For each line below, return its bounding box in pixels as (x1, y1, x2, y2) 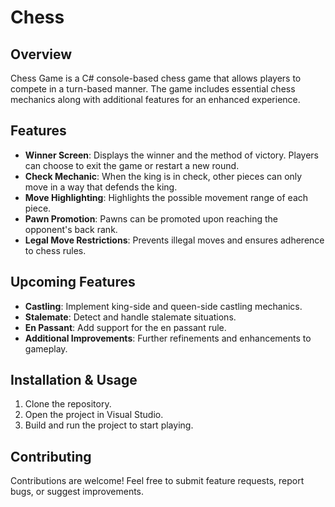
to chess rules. (24, 244, 87, 256)
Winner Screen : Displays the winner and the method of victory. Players (24, 149, 319, 161)
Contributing (10, 448, 92, 465)
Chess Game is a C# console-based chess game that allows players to (10, 72, 302, 84)
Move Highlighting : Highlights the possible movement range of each (24, 191, 309, 203)
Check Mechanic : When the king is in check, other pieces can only (24, 170, 303, 182)
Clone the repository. (24, 398, 112, 410)
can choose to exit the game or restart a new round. (24, 159, 240, 171)
